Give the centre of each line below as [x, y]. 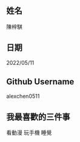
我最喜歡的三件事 [38, 117]
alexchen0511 [23, 96]
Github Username [40, 82]
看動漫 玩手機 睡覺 [29, 133]
